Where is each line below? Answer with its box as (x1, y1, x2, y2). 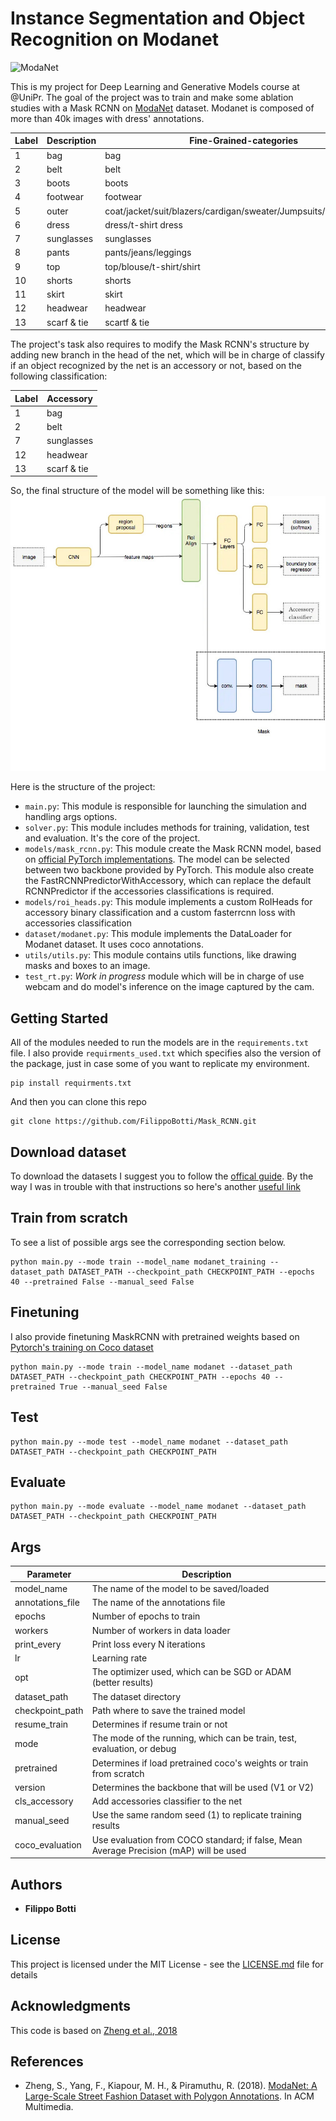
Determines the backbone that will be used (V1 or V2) (91, 1781, 315, 1793)
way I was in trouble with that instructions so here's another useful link (10, 1181, 302, 1193)
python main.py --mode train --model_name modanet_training (10, 1257, 267, 1267)
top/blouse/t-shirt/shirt (104, 260, 201, 272)
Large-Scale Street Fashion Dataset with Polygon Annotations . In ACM (24, 2090, 315, 2102)
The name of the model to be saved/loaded (91, 1582, 270, 1594)
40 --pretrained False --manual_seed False (10, 1277, 195, 1287)
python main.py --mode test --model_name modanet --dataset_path (10, 1437, 288, 1447)
